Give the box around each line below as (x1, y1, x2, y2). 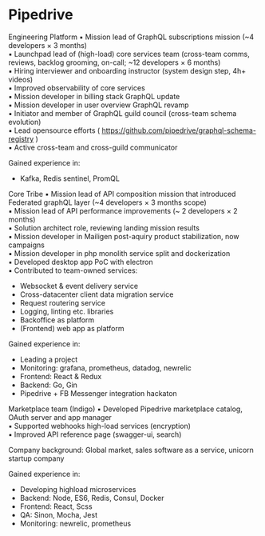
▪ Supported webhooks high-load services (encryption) (8, 421, 192, 430)
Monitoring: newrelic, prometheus (19, 518, 132, 528)
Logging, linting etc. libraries (19, 306, 114, 316)
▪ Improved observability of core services (8, 82, 145, 93)
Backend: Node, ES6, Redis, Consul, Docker (19, 493, 164, 502)
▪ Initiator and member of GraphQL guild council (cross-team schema (8, 108, 237, 118)
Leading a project (19, 354, 78, 364)
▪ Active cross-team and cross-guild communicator (8, 142, 178, 152)
